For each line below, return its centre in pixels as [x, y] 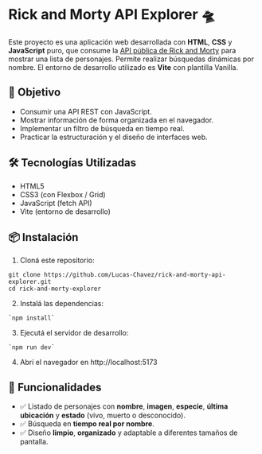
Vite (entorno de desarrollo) [65, 211]
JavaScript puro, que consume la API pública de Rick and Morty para [122, 50]
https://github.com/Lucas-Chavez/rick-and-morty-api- [135, 275]
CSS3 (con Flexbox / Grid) [63, 194]
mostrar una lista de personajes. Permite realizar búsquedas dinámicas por [131, 59]
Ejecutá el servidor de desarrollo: [74, 333]
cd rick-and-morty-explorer [55, 289]
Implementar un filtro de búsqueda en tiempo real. [102, 128]
